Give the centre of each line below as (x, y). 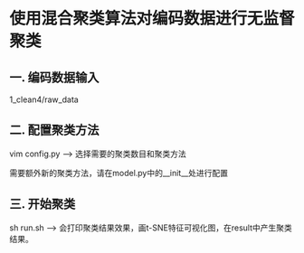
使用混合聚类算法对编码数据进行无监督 (152, 19)
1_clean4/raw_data (44, 99)
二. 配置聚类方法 (54, 131)
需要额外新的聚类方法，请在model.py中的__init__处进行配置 (119, 173)
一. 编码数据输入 (54, 77)
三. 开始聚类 (43, 204)
